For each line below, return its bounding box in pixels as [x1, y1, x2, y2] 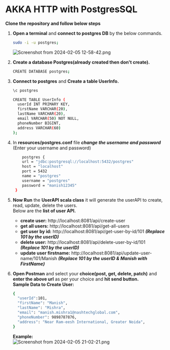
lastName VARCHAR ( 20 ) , [17, 111, 66, 116]
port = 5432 [22, 169, 47, 174]
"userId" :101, [17, 296, 47, 301]
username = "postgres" [22, 178, 70, 183]
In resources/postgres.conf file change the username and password [12, 139, 161, 145]
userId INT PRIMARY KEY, [17, 102, 70, 107]
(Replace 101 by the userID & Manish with [58, 255, 148, 261]
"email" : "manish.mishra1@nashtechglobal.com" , [17, 310, 121, 315]
